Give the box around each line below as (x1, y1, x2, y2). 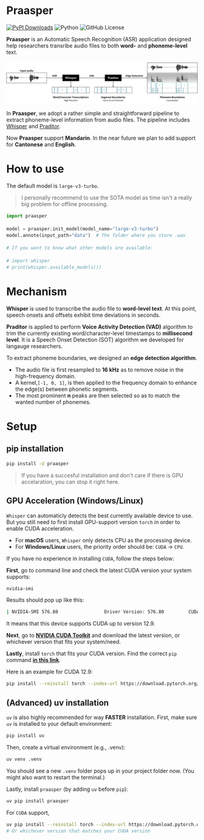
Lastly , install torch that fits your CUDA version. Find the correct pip (6, 650, 177, 657)
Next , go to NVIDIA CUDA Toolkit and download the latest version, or (6, 632, 180, 639)
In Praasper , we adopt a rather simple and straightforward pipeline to (6, 110, 180, 117)
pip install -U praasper (6, 460, 69, 467)
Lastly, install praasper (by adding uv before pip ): (6, 785, 129, 793)
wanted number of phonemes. (15, 398, 91, 405)
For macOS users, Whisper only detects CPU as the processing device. (15, 536, 192, 544)
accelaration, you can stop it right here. (21, 478, 120, 485)
